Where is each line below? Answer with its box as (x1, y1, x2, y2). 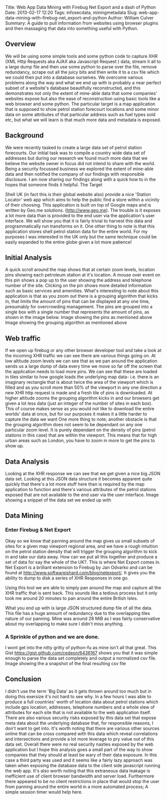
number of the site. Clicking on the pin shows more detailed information (5, 282, 152, 288)
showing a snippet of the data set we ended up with (5, 497, 112, 503)
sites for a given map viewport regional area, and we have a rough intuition (5, 543, 158, 549)
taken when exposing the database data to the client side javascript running (5, 762, 161, 768)
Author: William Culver (107, 15, 154, 20)
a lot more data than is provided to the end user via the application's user (5, 212, 155, 219)
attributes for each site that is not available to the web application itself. (5, 709, 151, 715)
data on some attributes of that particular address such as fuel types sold (5, 111, 156, 117)
